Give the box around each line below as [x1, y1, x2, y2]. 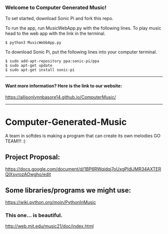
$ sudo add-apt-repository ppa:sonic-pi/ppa [5, 59, 99, 64]
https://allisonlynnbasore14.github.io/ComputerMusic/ [5, 94, 116, 100]
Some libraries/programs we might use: [5, 186, 131, 194]
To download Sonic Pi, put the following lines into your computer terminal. [5, 49, 157, 55]
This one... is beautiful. [5, 211, 62, 218]
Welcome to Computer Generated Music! [5, 4, 106, 11]
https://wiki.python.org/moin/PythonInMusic [5, 199, 96, 205]
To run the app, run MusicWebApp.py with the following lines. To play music [5, 25, 161, 31]
